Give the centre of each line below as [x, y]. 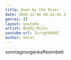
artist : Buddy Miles [27, 28]
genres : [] [16, 19]
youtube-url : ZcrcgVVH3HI [32, 33]
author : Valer [20, 38]
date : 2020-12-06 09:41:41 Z [35, 14]
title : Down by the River [32, 10]
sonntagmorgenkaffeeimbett [34, 52]
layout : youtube [22, 24]
